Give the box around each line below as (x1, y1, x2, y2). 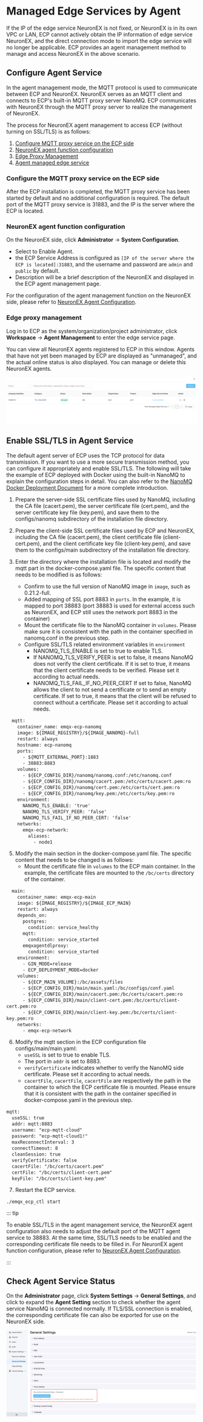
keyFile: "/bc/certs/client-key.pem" (12, 1176, 107, 1182)
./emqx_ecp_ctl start (6, 1199, 61, 1205)
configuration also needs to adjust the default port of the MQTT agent (6, 1227, 181, 1234)
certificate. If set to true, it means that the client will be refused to (33, 692, 197, 699)
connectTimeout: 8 (12, 1145, 59, 1151)
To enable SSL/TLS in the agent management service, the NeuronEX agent (6, 1221, 193, 1228)
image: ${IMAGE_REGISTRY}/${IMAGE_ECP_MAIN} (17, 900, 131, 906)
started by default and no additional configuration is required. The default (6, 194, 190, 201)
